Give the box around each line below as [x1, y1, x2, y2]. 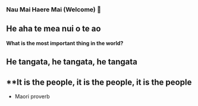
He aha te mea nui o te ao [6, 24, 101, 34]
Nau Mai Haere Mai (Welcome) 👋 [6, 5, 101, 14]
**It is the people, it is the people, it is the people [6, 77, 192, 87]
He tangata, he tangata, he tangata [6, 57, 138, 67]
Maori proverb [14, 92, 50, 100]
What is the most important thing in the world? [6, 39, 124, 46]
